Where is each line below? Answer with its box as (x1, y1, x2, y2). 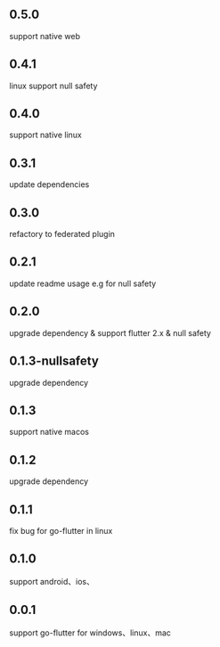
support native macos (9, 427, 89, 438)
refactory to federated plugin (9, 229, 116, 240)
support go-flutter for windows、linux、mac (9, 627, 172, 638)
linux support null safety (9, 80, 98, 91)
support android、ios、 (9, 576, 95, 586)
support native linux (9, 129, 82, 141)
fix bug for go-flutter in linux (9, 525, 113, 536)
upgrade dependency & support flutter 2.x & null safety (9, 327, 212, 338)
